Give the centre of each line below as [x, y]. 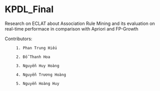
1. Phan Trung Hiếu [36, 48]
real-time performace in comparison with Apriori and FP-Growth [72, 28]
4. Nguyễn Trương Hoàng [41, 75]
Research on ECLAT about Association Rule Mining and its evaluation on [80, 23]
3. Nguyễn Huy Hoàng [37, 66]
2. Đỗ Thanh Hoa [33, 57]
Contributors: [18, 39]
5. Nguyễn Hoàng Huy [37, 83]
